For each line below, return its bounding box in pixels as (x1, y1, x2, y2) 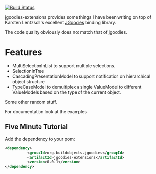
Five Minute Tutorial (5, 123, 68, 131)
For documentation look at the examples (5, 108, 87, 114)
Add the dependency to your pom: (5, 136, 75, 142)
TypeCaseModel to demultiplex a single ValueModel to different (12, 84, 142, 90)
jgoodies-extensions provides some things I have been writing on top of (5, 14, 152, 20)
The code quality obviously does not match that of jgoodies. (5, 29, 127, 35)
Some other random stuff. (5, 99, 58, 105)
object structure (12, 78, 45, 84)
